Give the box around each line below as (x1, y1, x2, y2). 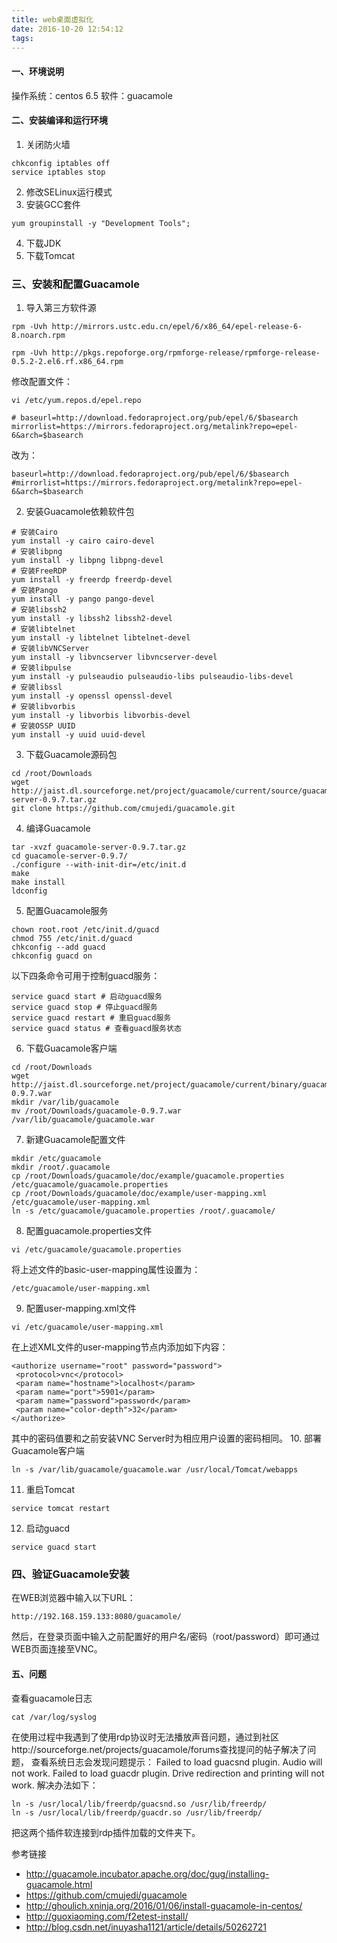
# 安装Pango (11, 586, 58, 596)
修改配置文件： (11, 376, 73, 388)
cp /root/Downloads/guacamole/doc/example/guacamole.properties (11, 1171, 285, 1181)
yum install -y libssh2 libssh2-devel (11, 614, 173, 624)
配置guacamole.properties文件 (25, 1225, 153, 1237)
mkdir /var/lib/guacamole (11, 1097, 119, 1108)
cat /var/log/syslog (11, 1712, 98, 1722)
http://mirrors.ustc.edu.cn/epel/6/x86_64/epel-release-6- (51, 322, 303, 332)
